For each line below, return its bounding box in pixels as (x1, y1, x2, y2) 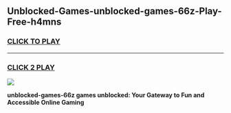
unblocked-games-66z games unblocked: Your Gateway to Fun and (7, 90, 205, 99)
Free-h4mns (7, 16, 62, 28)
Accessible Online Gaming (7, 98, 85, 106)
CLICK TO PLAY (7, 37, 60, 47)
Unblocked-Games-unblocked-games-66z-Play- (7, 5, 222, 17)
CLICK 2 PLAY (7, 62, 55, 72)
